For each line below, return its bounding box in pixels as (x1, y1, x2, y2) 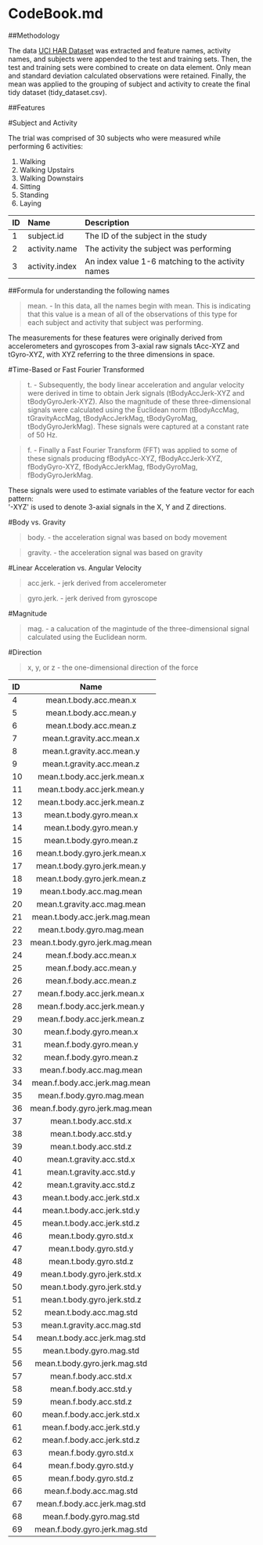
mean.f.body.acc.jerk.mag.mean (31, 1077, 151, 1088)
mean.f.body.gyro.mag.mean (38, 1090, 145, 1101)
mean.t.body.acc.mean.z (45, 720, 137, 731)
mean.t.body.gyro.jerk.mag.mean (30, 937, 153, 948)
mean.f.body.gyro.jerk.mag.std (34, 1524, 148, 1535)
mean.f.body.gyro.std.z (48, 1473, 135, 1484)
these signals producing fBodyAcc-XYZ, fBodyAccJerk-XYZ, (27, 453, 223, 463)
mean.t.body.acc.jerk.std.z (41, 1218, 140, 1229)
